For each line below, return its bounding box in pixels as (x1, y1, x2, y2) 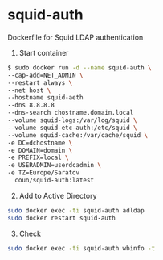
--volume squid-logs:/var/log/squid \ (7, 116, 137, 124)
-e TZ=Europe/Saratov (7, 169, 80, 177)
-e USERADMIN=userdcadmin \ (7, 161, 102, 170)
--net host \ (7, 86, 51, 94)
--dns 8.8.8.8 (7, 101, 55, 110)
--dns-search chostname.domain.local (7, 109, 134, 117)
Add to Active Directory (18, 191, 97, 200)
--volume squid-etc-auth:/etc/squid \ (7, 124, 137, 132)
